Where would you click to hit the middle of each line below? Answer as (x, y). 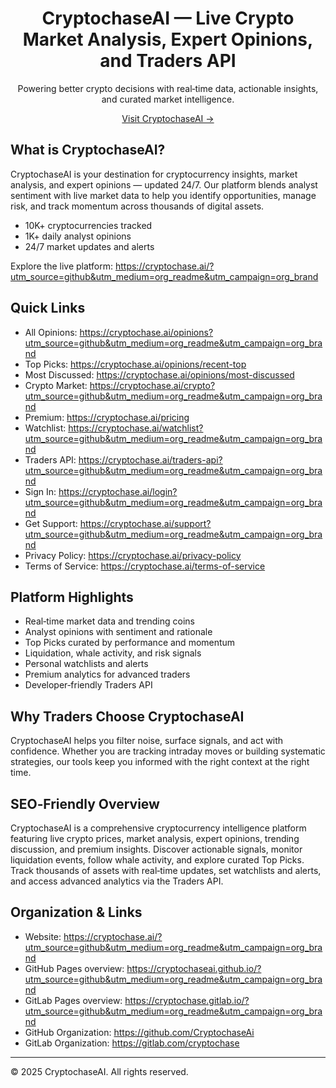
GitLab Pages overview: (73, 1000)
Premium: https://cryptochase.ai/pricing (107, 417)
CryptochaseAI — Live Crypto (168, 18)
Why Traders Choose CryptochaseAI (127, 716)
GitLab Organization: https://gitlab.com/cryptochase (132, 1043)
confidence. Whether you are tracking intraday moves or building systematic (168, 751)
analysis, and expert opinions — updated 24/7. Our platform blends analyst (164, 184)
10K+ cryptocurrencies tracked (88, 225)
